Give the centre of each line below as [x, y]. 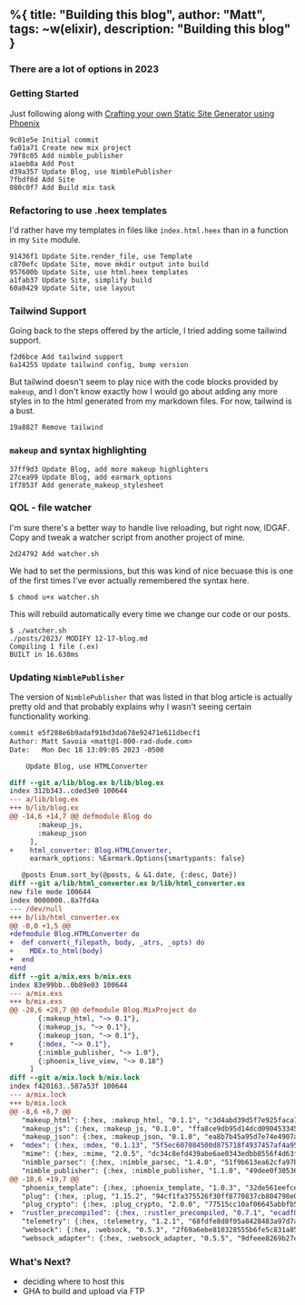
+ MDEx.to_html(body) [56, 951]
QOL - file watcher [51, 508]
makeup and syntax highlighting [78, 451]
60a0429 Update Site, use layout [73, 288]
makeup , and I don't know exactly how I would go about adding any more [144, 392]
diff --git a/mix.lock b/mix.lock [75, 1078]
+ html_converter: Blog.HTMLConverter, [91, 850]
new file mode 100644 [50, 892]
